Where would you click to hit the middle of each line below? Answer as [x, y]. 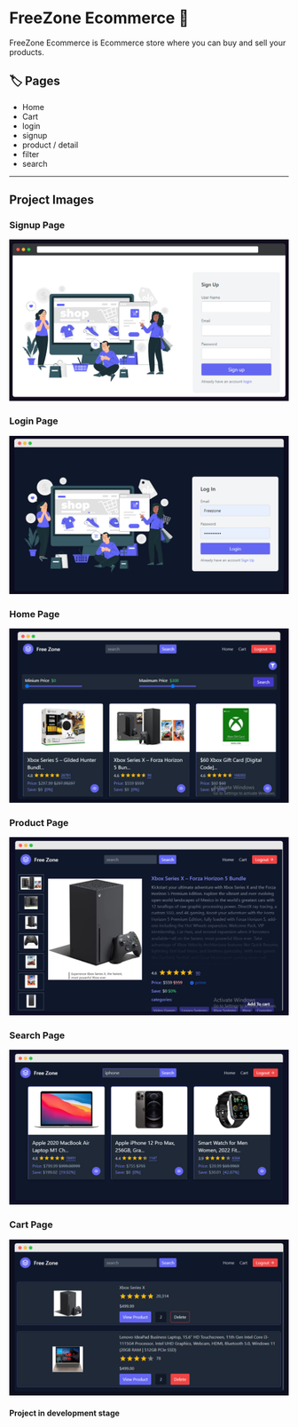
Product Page [39, 822]
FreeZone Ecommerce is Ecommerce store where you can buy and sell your [148, 43]
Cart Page [31, 1225]
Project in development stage [64, 1413]
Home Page [35, 614]
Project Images [52, 200]
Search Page [37, 1035]
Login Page [34, 421]
